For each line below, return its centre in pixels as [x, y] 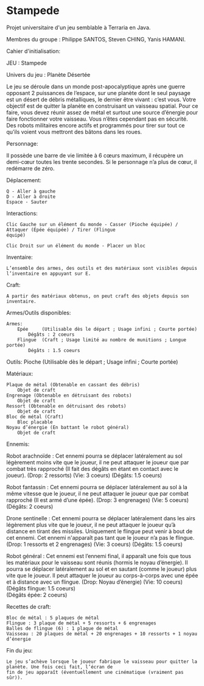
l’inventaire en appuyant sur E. [49, 274]
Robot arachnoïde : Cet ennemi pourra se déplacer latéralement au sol [94, 456]
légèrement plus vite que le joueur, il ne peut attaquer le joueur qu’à [91, 525]
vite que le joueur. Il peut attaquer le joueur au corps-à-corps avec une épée [102, 575]
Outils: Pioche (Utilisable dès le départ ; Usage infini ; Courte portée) [92, 362]
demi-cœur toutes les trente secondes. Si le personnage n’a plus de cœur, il [102, 161]
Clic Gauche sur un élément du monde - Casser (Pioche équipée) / [92, 224]
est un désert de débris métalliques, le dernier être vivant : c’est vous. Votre [101, 99]
